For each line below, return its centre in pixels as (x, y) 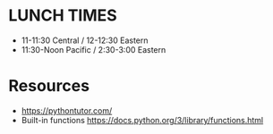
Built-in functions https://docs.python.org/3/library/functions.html (142, 120)
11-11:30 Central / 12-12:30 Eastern (85, 40)
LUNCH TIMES (63, 16)
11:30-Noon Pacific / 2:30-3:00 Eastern (94, 49)
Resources (49, 86)
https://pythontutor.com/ (67, 110)
